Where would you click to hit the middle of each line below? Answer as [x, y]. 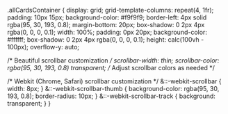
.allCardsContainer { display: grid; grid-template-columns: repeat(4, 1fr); [111, 10]
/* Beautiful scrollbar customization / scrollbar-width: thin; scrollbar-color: [113, 60]
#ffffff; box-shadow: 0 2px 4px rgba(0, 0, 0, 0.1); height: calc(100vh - [106, 40]
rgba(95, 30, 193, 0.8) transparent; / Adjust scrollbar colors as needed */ [111, 68]
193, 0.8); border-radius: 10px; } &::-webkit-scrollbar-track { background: [111, 96]
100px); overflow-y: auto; [43, 47]
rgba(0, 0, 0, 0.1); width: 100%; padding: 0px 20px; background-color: [107, 32]
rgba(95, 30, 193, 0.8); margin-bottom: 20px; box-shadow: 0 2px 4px [106, 25]
